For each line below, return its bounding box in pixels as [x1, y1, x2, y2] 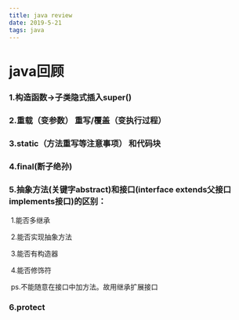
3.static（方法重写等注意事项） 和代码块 [9, 138, 161, 149]
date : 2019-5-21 [9, 19, 62, 27]
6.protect [9, 302, 45, 313]
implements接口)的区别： [9, 196, 107, 207]
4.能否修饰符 [10, 265, 52, 275]
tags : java [9, 26, 45, 34]
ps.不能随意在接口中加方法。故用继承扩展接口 [10, 282, 158, 291]
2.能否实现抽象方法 [10, 232, 73, 242]
